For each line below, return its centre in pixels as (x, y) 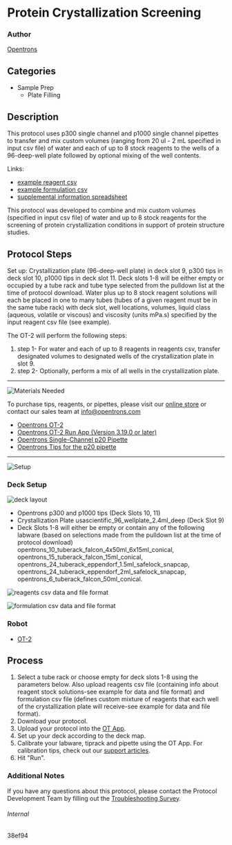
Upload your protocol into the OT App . (71, 729)
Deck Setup (27, 484)
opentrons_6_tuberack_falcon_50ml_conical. (80, 579)
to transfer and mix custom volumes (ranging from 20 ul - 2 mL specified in (114, 141)
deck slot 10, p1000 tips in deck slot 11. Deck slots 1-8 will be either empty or (116, 278)
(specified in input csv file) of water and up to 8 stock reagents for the (107, 218)
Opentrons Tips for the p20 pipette (67, 446)
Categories (32, 71)
